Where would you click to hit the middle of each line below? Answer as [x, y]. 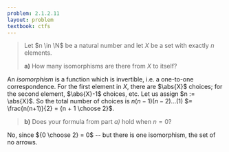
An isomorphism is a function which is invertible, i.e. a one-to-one [100, 79]
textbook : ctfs [29, 26]
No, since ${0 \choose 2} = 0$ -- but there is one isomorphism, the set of [111, 135]
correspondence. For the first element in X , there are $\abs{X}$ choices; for [115, 87]
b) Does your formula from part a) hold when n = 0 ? [98, 122]
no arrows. [22, 142]
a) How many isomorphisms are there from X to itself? [100, 66]
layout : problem [30, 20]
